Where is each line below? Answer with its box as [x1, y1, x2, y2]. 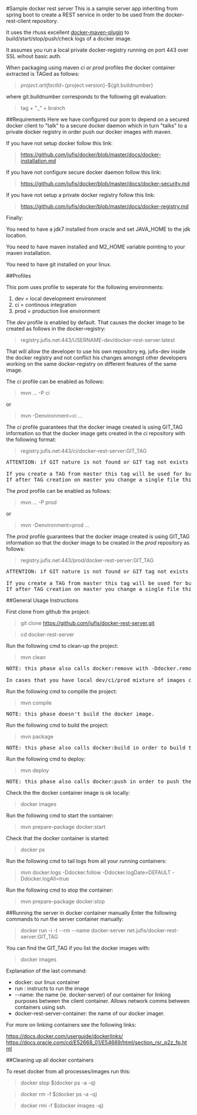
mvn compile [20, 699, 52, 706]
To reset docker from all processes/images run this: [6, 1068, 131, 1074]
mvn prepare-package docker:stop [20, 898, 106, 905]
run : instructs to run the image [14, 985, 90, 992]
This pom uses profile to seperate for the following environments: [6, 284, 164, 290]
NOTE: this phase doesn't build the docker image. [6, 711, 155, 717]
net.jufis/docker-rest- [127, 927, 179, 933]
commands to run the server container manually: [6, 916, 124, 922]
